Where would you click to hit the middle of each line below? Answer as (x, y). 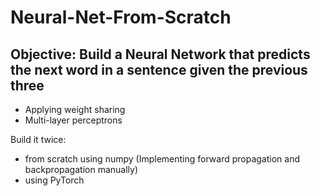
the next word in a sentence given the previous (159, 69)
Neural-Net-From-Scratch (121, 17)
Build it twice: (38, 139)
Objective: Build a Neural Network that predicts (160, 54)
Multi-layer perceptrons (73, 120)
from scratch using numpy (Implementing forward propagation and (162, 159)
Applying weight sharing (75, 109)
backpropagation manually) (81, 169)
